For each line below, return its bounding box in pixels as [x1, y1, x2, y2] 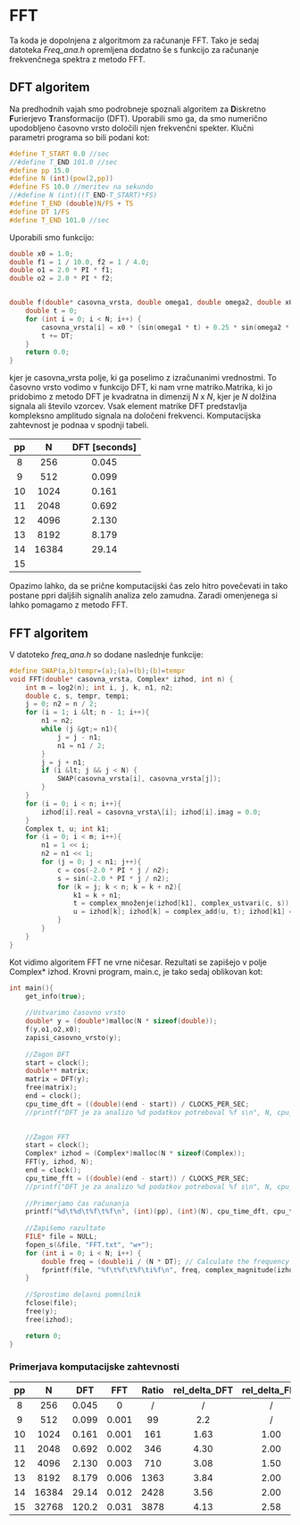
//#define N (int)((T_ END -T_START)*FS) [9, 191, 158, 200]
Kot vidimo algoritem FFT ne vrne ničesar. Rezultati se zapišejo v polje [9, 957, 268, 968]
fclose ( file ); [25, 1299, 78, 1308]
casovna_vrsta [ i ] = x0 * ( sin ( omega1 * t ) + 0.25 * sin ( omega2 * [41, 323, 290, 331]
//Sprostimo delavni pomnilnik [25, 1290, 142, 1300]
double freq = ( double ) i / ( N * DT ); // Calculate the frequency [41, 1257, 290, 1266]
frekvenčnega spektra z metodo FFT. [9, 54, 146, 64]
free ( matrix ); [25, 1083, 78, 1093]
